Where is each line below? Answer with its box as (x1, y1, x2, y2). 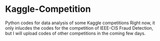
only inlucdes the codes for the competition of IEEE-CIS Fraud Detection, (5, 25, 154, 31)
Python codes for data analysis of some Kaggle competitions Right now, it (5, 20, 156, 26)
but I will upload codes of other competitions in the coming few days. (5, 30, 146, 36)
